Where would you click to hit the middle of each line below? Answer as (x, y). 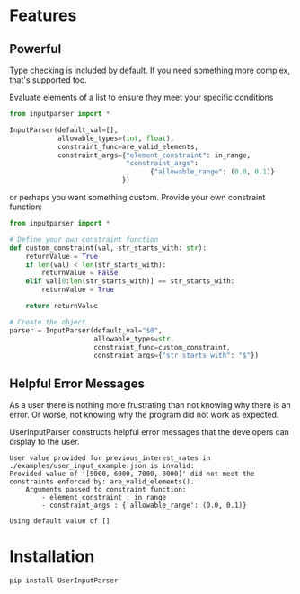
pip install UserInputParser (64, 581)
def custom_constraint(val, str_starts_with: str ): (108, 248)
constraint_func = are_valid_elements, (128, 146)
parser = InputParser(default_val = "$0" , (86, 330)
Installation (52, 557)
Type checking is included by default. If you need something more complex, (150, 70)
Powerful (35, 49)
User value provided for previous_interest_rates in (110, 458)
